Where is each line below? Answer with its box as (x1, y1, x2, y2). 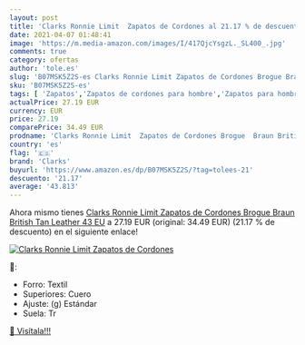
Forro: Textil (22, 279, 68, 291)
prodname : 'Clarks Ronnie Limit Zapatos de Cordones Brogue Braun (9, 132, 274, 141)
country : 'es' (9, 140, 64, 149)
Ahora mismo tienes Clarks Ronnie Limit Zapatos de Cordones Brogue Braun (9, 207, 295, 218)
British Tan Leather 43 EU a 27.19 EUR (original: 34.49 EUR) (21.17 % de (9, 217, 275, 228)
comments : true (9, 47, 67, 56)
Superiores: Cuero (22, 289, 92, 300)
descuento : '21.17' (9, 173, 84, 182)
